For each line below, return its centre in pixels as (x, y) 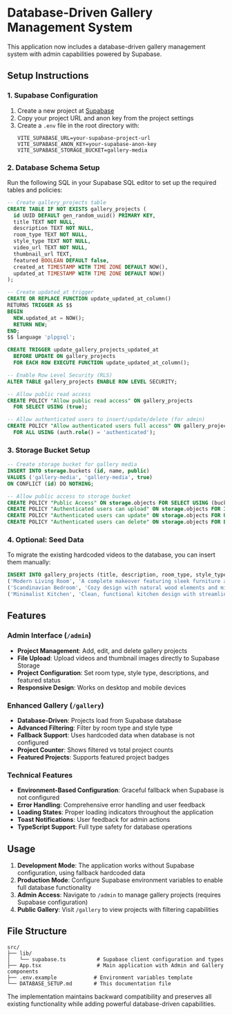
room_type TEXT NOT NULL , (51, 235)
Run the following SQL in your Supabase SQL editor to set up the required (112, 182)
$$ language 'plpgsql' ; (41, 337)
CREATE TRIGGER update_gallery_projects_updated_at (83, 350)
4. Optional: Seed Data (46, 540)
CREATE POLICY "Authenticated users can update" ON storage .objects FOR (114, 516)
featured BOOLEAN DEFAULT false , (61, 260)
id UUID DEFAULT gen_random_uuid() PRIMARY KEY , (85, 215)
